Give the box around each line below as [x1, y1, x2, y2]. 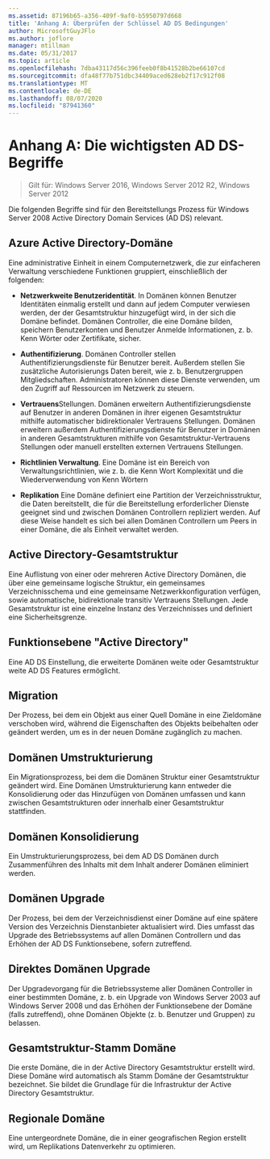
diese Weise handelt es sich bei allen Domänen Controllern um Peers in [19, 515, 258, 525]
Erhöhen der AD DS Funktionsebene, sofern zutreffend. [8, 939, 192, 948]
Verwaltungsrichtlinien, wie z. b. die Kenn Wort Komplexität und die [19, 465, 243, 476]
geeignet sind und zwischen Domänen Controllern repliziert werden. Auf [19, 507, 261, 517]
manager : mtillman [8, 42, 70, 50]
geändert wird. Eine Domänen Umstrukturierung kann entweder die [8, 781, 232, 790]
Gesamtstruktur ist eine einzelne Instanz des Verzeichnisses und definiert [8, 603, 253, 613]
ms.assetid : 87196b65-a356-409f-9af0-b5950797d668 [8, 11, 182, 20]
